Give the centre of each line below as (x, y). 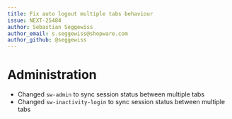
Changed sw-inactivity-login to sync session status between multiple (121, 102)
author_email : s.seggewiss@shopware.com (68, 33)
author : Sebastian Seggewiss (50, 27)
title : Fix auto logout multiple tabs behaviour (80, 14)
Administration (52, 75)
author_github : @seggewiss (47, 40)
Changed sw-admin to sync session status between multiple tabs (111, 94)
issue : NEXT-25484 (34, 20)
